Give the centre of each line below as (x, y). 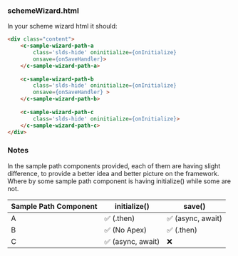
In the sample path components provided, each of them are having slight (114, 165)
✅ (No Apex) (126, 230)
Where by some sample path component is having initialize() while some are (119, 181)
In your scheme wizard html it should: (62, 26)
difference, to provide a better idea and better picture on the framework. (113, 173)
